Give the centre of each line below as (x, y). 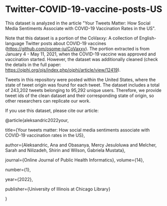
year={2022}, (19, 179)
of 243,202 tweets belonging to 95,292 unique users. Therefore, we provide (83, 90)
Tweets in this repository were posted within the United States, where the (81, 79)
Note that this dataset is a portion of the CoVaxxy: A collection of (72, 38)
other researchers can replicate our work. (48, 100)
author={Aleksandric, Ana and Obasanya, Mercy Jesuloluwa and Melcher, (81, 145)
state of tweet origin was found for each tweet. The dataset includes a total (83, 85)
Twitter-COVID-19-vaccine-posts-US (84, 9)
